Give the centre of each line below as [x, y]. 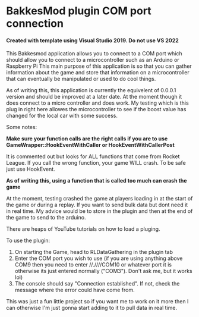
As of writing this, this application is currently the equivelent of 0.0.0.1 [91, 90]
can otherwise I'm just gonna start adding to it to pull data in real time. [91, 308]
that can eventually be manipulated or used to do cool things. [81, 79]
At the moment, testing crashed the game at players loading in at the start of [99, 199]
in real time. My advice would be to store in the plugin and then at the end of [99, 211]
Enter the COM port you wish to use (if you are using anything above [99, 258]
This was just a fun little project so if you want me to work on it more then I [97, 302]
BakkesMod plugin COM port [79, 11]
